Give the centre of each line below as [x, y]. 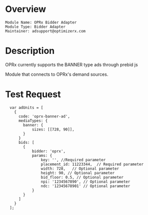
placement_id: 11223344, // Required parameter [92, 164]
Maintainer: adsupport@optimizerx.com [45, 31]
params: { [42, 155]
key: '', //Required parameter [73, 160]
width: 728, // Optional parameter [80, 168]
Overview [26, 9]
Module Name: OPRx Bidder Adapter [41, 22]
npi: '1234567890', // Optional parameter [85, 182]
